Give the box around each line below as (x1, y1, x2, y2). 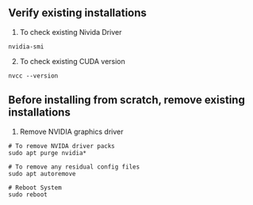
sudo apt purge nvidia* (8, 149, 87, 157)
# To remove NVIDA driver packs (8, 142, 115, 150)
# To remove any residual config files (8, 162, 140, 171)
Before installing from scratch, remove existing (8, 93, 246, 107)
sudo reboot (8, 190, 48, 199)
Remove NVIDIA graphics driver (19, 127, 124, 136)
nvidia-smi (8, 43, 44, 51)
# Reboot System (8, 184, 62, 192)
